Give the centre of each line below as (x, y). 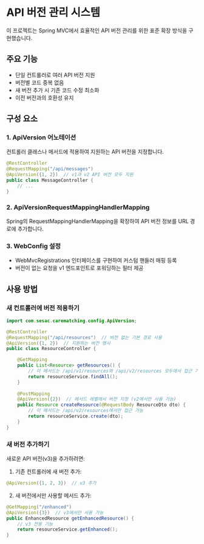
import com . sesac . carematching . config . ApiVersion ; (72, 321)
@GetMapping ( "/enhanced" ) (39, 507)
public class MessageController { (50, 181)
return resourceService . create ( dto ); (76, 416)
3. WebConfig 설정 (33, 246)
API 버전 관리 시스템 (53, 12)
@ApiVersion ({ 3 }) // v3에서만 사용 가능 (55, 512)
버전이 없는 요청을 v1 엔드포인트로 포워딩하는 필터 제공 (79, 268)
